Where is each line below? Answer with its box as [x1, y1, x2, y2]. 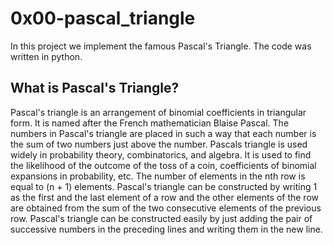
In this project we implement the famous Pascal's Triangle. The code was [10, 40, 312, 52]
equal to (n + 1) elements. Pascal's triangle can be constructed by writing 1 [10, 180, 318, 192]
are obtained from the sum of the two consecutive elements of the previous [10, 202, 322, 214]
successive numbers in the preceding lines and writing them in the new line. [10, 223, 323, 235]
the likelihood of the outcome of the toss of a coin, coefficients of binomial [10, 159, 317, 171]
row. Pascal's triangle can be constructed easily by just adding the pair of [10, 212, 313, 224]
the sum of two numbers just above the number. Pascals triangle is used [10, 138, 308, 150]
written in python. [10, 50, 83, 62]
